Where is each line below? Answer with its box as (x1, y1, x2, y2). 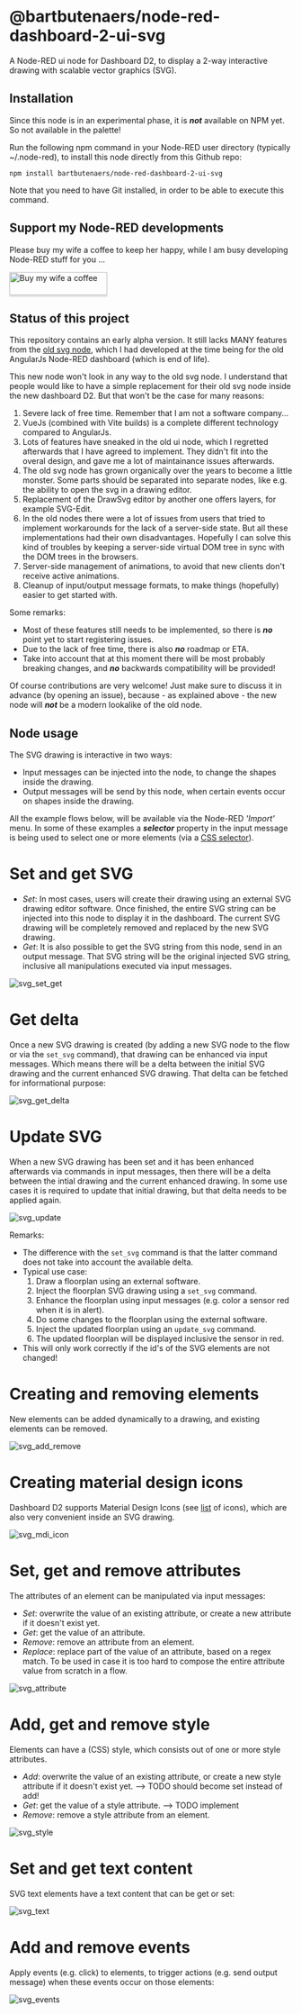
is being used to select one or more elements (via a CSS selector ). (9, 832, 254, 843)
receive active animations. (22, 570, 120, 582)
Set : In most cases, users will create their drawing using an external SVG (22, 894, 292, 904)
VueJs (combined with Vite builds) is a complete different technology (22, 417, 279, 429)
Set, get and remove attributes (9, 1561, 241, 1582)
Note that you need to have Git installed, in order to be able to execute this (9, 185, 285, 195)
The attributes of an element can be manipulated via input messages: (9, 1590, 266, 1601)
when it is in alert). (35, 1304, 105, 1315)
